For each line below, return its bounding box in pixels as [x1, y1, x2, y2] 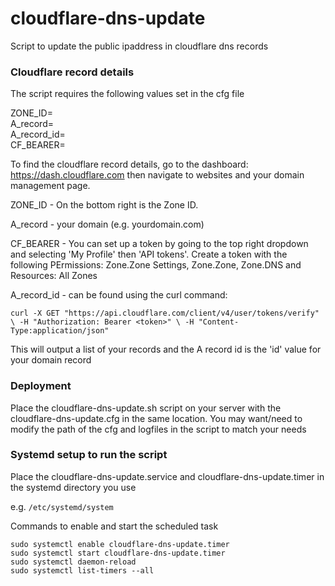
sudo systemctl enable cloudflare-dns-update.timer [10, 539, 230, 549]
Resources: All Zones [10, 270, 98, 282]
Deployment [10, 379, 72, 393]
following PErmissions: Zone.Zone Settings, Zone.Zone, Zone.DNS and [10, 259, 302, 271]
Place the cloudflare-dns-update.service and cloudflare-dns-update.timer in [10, 470, 325, 482]
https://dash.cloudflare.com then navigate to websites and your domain [10, 169, 305, 181]
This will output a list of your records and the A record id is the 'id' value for [10, 343, 322, 356]
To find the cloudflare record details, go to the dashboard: [10, 158, 249, 171]
